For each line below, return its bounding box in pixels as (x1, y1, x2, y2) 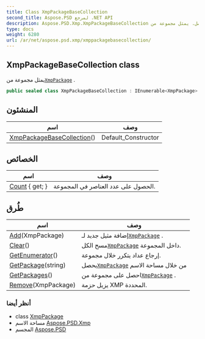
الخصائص (6, 154, 38, 164)
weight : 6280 (6, 32, 40, 38)
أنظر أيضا (6, 299, 31, 308)
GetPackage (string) (9, 261, 66, 269)
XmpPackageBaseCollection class (6, 60, 140, 70)
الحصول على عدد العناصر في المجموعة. (53, 182, 156, 191)
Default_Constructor (101, 133, 160, 141)
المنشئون (6, 105, 38, 115)
